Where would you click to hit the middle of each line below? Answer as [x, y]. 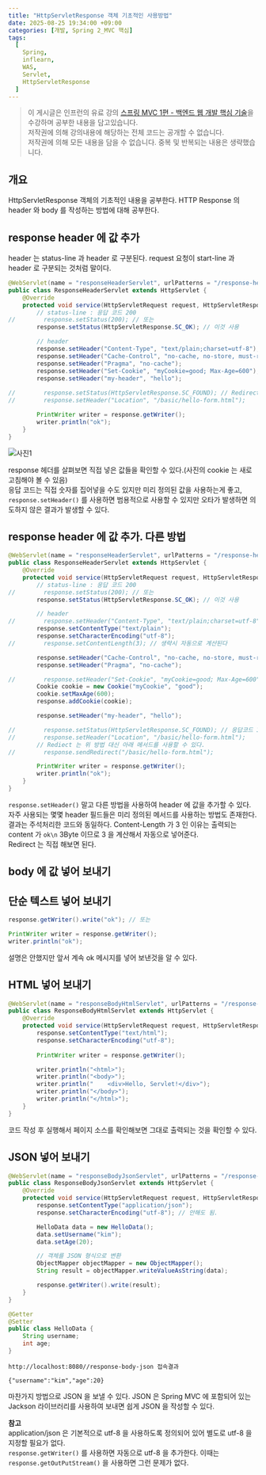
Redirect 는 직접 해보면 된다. [52, 844]
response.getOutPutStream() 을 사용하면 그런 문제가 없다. [99, 1462]
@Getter [21, 1314]
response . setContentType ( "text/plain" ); [104, 629]
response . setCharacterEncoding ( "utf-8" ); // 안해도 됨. [127, 1213]
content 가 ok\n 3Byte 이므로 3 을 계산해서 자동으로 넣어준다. [104, 834]
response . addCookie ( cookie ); [85, 702]
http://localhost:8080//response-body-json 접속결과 [94, 1366]
